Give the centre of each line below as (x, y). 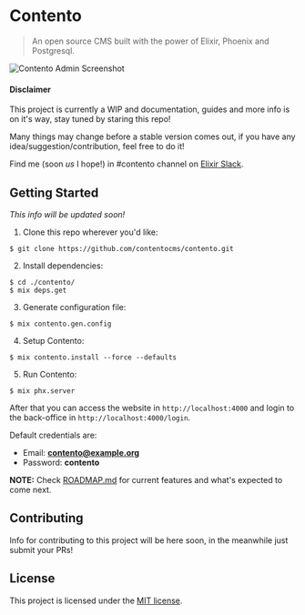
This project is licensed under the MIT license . (96, 600)
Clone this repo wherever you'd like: (90, 232)
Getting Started (54, 192)
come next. (30, 489)
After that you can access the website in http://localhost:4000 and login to (152, 408)
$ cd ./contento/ (42, 282)
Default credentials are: (53, 435)
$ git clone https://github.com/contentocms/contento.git (122, 248)
